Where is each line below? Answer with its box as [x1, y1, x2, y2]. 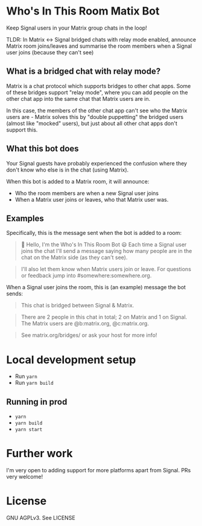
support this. [6, 126, 38, 133]
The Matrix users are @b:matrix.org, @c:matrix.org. [21, 320, 150, 327]
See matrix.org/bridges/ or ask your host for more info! [21, 332, 157, 339]
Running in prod [6, 397, 68, 407]
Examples [6, 213, 44, 223]
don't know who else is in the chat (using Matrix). [6, 166, 129, 173]
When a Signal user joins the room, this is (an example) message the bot [6, 284, 186, 291]
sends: [6, 290, 23, 297]
